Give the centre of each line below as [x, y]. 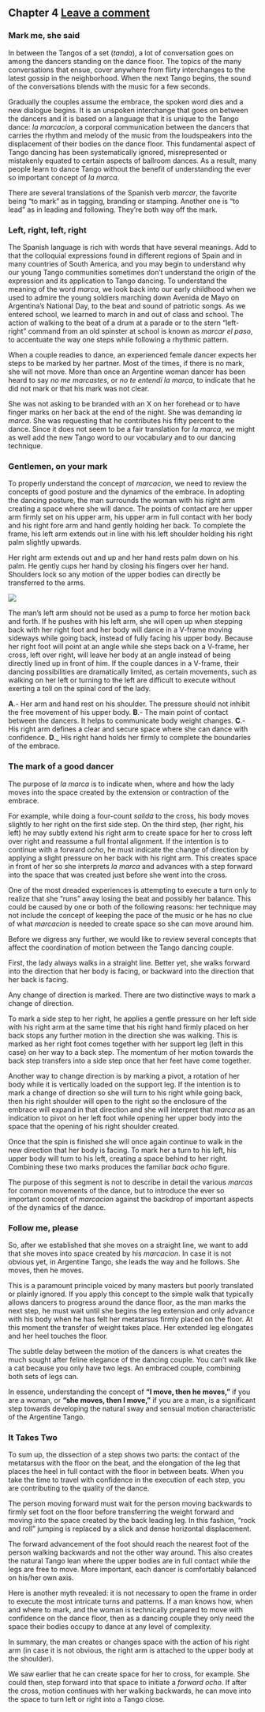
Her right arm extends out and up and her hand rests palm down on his [123, 557]
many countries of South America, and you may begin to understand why [127, 263]
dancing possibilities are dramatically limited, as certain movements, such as [132, 672]
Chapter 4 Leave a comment [79, 13]
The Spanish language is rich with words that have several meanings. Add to [132, 247]
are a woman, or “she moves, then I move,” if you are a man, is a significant [132, 1400]
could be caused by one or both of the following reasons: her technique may [132, 907]
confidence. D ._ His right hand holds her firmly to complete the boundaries [129, 738]
